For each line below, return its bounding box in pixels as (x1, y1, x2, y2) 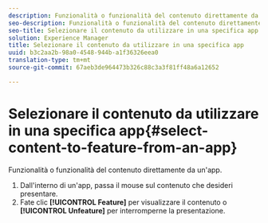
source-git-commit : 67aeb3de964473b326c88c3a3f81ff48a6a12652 (8, 64, 219, 72)
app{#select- (119, 121, 209, 139)
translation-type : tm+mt (8, 57, 91, 65)
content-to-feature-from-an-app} (8, 139, 238, 156)
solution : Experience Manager (8, 33, 109, 42)
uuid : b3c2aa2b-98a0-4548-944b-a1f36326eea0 (8, 49, 159, 57)
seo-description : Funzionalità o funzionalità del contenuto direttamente (8, 19, 262, 27)
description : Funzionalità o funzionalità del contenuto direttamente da (8, 11, 259, 20)
